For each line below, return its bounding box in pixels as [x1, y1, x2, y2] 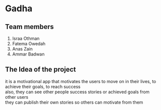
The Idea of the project [5, 65, 76, 74]
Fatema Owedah [12, 41, 46, 47]
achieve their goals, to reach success [5, 83, 81, 89]
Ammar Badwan [12, 51, 45, 57]
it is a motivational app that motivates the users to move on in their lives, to [5, 78, 156, 84]
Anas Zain [12, 46, 33, 52]
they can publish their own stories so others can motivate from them [5, 99, 143, 105]
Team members [5, 23, 54, 31]
